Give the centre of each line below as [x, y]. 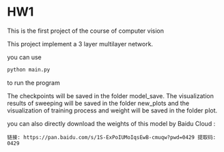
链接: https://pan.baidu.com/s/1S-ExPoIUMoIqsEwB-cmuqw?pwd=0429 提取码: [112, 137]
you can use [25, 57]
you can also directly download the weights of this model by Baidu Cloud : [111, 123]
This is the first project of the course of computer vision [85, 31]
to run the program [33, 82]
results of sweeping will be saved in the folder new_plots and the [98, 103]
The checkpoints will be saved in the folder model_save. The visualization [110, 95]
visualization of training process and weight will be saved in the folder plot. [112, 110]
